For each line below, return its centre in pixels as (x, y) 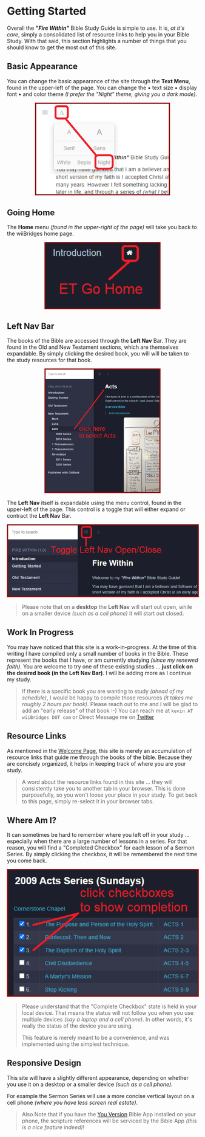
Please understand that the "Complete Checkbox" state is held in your (109, 1006)
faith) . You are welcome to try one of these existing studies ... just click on (100, 666)
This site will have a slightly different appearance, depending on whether (98, 1077)
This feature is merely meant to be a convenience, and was (96, 1037)
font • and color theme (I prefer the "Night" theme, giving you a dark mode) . (102, 94)
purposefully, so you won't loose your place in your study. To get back (109, 795)
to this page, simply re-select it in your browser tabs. (88, 801)
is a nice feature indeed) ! (53, 1127)
